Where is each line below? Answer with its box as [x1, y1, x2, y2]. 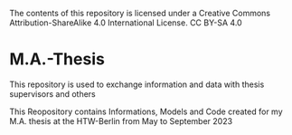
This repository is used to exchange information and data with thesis [9, 79, 265, 90]
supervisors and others [9, 88, 97, 99]
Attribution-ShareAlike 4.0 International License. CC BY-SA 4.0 [9, 17, 242, 28]
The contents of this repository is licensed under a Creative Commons [9, 8, 271, 18]
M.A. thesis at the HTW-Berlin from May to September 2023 [9, 115, 233, 126]
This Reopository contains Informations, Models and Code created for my [9, 106, 283, 117]
